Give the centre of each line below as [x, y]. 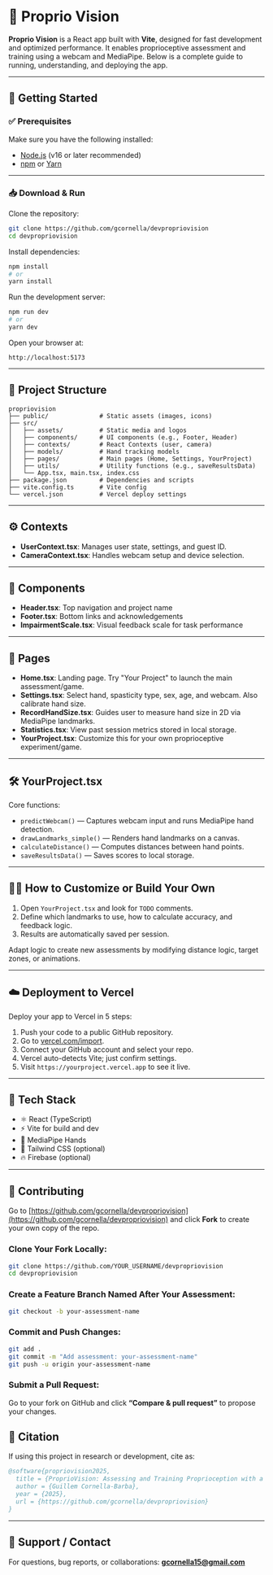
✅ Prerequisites [40, 121]
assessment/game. [52, 687]
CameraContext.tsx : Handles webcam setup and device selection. [132, 555]
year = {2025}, [41, 1494]
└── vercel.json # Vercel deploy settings [97, 494]
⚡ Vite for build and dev [59, 1128]
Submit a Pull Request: [54, 1385]
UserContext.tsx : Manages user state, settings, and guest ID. [123, 546]
